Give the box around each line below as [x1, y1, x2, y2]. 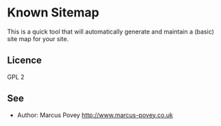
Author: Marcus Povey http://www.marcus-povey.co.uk [16, 111, 174, 119]
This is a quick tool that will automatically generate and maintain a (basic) [7, 27, 215, 36]
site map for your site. [7, 34, 69, 42]
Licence [7, 55, 43, 66]
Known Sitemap [7, 5, 100, 21]
